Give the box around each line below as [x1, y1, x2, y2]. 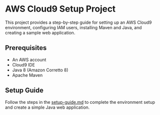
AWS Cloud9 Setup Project [5, 3, 116, 15]
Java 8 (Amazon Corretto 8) [12, 67, 69, 73]
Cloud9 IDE [12, 62, 35, 67]
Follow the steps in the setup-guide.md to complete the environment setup [5, 99, 155, 105]
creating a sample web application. [5, 30, 76, 35]
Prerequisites [5, 44, 47, 52]
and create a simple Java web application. [5, 104, 90, 110]
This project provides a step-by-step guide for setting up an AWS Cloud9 [5, 19, 152, 25]
